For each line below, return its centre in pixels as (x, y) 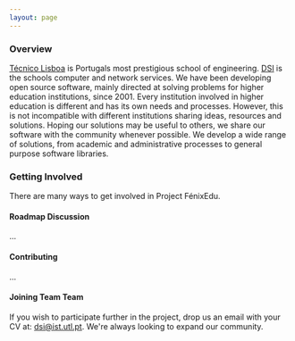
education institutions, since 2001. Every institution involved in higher (137, 96)
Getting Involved (46, 177)
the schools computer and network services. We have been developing (140, 78)
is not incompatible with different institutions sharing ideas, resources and (145, 115)
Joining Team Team (46, 297)
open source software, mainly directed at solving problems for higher (137, 87)
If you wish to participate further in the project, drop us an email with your (145, 317)
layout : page (34, 17)
